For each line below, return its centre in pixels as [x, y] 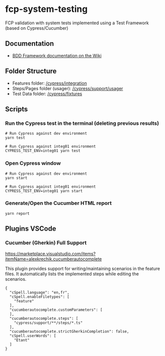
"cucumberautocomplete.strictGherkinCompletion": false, [69, 331]
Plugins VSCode [31, 229]
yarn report [17, 213]
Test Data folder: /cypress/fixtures [47, 94]
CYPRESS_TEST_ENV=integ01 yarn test [43, 151]
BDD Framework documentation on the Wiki [57, 55]
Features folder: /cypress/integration [50, 83]
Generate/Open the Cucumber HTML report [59, 203]
